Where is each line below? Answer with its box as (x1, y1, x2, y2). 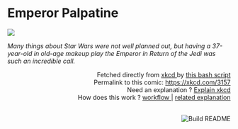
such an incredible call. (7, 57, 76, 65)
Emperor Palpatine (7, 5, 119, 21)
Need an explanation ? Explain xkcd (127, 85, 231, 94)
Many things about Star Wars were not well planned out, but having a (7, 41, 211, 50)
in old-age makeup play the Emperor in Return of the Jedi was (33, 49, 216, 57)
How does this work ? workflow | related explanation (77, 93, 231, 101)
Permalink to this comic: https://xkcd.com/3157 (93, 78, 231, 86)
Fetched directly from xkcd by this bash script (96, 70, 231, 79)
